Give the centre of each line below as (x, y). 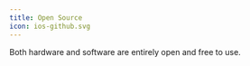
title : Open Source (46, 18)
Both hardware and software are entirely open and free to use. (125, 52)
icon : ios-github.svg (50, 26)
